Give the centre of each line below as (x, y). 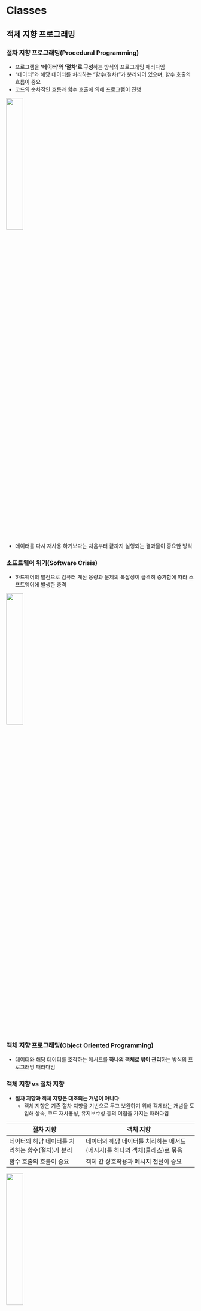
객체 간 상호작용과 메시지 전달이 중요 (134, 1161)
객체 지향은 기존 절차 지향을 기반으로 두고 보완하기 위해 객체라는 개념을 (106, 1106)
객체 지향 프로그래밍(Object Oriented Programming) (80, 1045)
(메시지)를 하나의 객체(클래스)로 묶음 (134, 1150)
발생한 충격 (54, 585)
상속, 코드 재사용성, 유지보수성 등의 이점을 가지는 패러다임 (102, 1113)
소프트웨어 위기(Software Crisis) (52, 563)
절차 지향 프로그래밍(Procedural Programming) (73, 53)
